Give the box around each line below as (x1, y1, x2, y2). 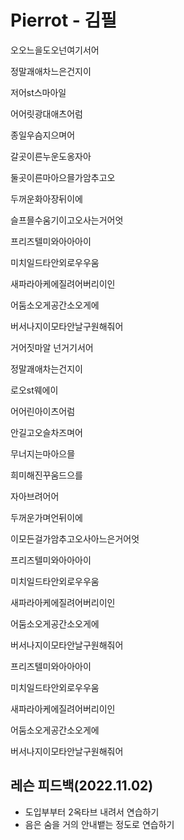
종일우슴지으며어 (10, 129, 76, 141)
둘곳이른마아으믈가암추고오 (10, 171, 116, 183)
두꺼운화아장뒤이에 (10, 192, 83, 205)
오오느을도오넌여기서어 (10, 44, 100, 56)
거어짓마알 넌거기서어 (10, 341, 94, 353)
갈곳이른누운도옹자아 (10, 150, 92, 162)
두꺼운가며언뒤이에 (10, 511, 83, 523)
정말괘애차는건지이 (10, 362, 83, 375)
